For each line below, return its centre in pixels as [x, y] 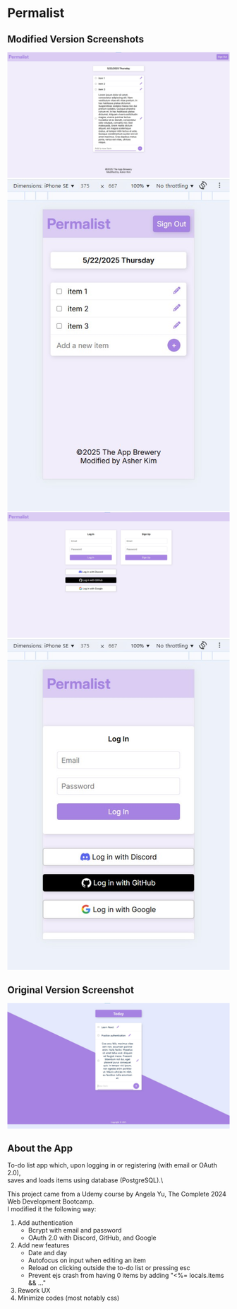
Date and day [47, 1253]
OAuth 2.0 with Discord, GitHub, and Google [92, 1238]
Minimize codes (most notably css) [68, 1298]
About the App [40, 1148]
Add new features [43, 1245]
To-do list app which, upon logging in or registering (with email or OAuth [112, 1165]
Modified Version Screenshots [76, 39]
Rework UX [34, 1291]
